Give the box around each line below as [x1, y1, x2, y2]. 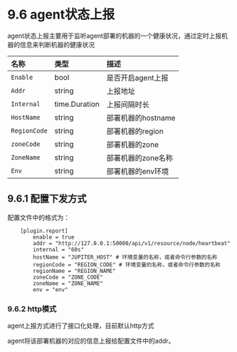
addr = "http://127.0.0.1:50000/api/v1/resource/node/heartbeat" [33, 239, 231, 247]
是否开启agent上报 [106, 73, 169, 83]
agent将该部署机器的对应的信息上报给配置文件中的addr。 [7, 336, 175, 346]
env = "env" [33, 286, 69, 293]
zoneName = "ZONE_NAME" [33, 279, 103, 287]
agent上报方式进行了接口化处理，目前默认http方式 [7, 321, 154, 330]
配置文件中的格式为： [7, 213, 70, 222]
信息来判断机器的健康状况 [19, 40, 95, 48]
